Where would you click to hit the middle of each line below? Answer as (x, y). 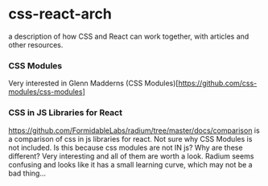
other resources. (36, 44)
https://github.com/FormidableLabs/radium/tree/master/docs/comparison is (134, 130)
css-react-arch (60, 14)
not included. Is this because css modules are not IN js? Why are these (126, 147)
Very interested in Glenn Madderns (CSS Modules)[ (93, 83)
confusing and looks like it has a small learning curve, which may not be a (130, 164)
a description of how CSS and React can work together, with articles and (129, 36)
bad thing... (27, 173)
